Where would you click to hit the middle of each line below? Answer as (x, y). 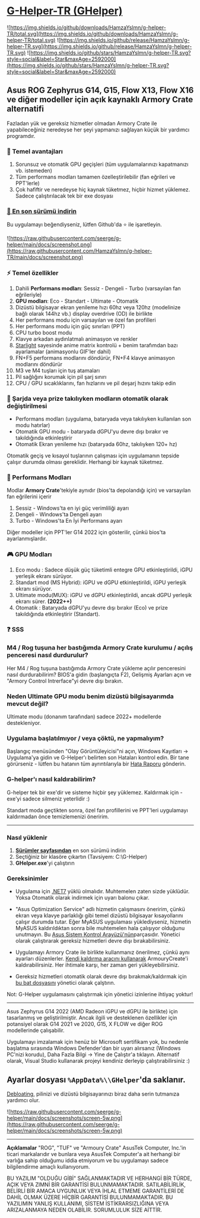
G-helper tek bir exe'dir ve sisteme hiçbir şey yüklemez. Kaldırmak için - (95, 792)
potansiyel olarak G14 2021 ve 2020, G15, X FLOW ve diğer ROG (85, 1024)
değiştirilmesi (27, 406)
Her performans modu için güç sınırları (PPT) (70, 326)
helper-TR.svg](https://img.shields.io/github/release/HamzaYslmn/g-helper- (99, 46)
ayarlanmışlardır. (27, 539)
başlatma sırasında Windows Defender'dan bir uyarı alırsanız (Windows (94, 1049)
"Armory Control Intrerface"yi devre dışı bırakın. (65, 681)
